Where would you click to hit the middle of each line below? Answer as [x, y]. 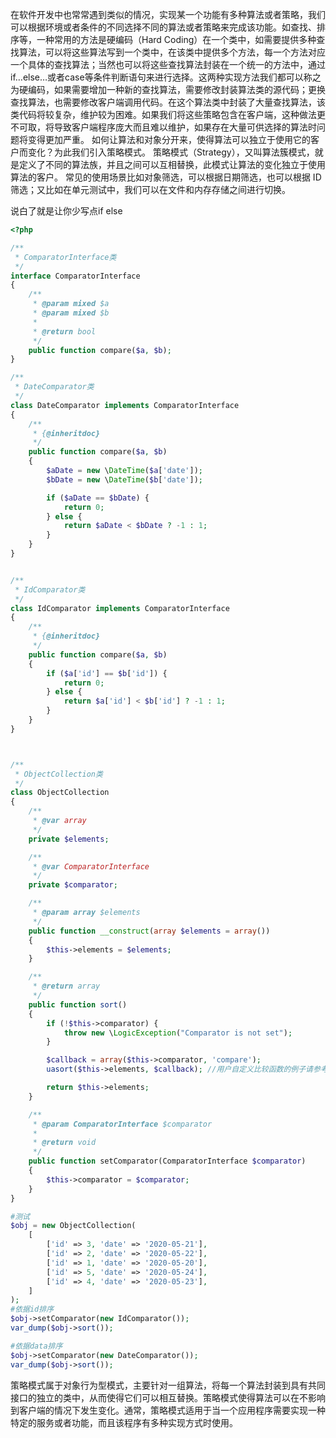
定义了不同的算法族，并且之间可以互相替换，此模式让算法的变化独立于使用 [172, 164]
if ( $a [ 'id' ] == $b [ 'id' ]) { [107, 673]
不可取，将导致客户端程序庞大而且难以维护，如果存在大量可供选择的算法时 [163, 127]
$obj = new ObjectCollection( [73, 1226]
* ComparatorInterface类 [65, 257]
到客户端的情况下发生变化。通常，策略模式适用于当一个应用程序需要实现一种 [168, 1410]
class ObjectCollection [60, 793]
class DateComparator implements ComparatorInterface [125, 405]
